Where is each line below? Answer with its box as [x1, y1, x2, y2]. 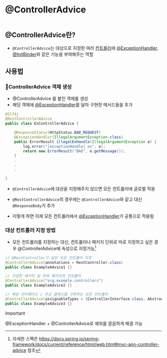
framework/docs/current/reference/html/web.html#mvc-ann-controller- [12, 341, 160, 347]
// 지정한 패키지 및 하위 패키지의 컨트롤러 [5, 273, 81, 279]
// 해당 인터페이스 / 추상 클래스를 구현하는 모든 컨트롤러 [5, 292, 108, 297]
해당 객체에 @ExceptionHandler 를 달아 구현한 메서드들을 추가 [12, 102, 133, 108]
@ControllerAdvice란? [5, 31, 76, 39]
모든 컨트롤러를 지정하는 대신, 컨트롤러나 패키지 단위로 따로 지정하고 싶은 [12, 239, 153, 245]
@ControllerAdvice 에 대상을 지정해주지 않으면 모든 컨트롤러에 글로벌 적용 [12, 186, 156, 192]
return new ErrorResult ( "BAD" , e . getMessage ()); [23, 148, 126, 153]
